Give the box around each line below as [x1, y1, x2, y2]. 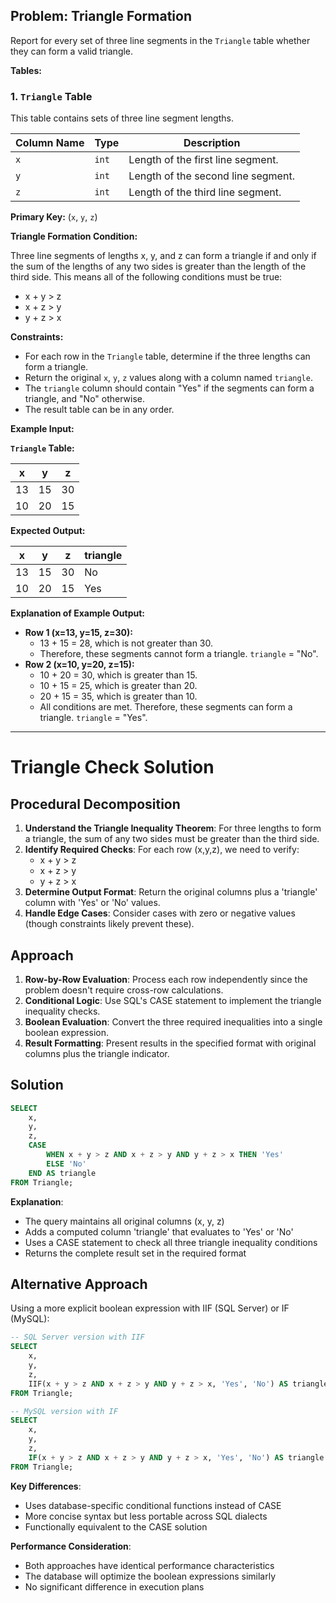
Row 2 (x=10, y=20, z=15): [24, 659, 135, 671]
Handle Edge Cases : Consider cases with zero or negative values [24, 907, 296, 919]
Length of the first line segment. [128, 153, 279, 167]
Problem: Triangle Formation [10, 8, 192, 25]
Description [183, 136, 241, 150]
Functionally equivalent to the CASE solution [24, 1520, 208, 1533]
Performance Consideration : [10, 1540, 132, 1552]
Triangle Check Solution [10, 756, 215, 779]
